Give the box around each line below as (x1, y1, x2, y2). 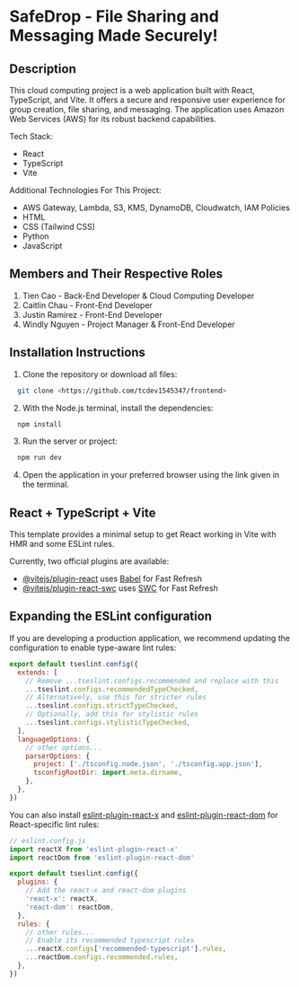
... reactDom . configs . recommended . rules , (25, 953, 179, 962)
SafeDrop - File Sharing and (9, 6, 220, 27)
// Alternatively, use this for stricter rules (25, 693, 207, 702)
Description (9, 61, 76, 76)
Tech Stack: (9, 131, 54, 141)
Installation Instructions (9, 345, 146, 360)
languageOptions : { (17, 735, 91, 744)
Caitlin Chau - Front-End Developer (22, 299, 153, 311)
